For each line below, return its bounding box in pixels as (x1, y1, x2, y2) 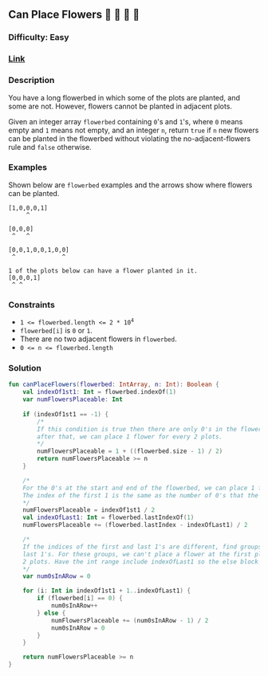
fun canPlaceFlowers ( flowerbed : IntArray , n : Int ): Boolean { (8, 380, 219, 389)
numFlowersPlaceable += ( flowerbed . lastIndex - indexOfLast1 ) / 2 (22, 521, 248, 529)
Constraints (8, 299, 56, 310)
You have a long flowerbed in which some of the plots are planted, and (8, 92, 241, 102)
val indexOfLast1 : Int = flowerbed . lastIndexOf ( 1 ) (22, 513, 195, 522)
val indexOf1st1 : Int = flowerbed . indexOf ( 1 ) (22, 388, 177, 396)
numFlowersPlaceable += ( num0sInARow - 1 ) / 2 (50, 616, 209, 624)
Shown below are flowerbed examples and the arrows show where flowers (8, 180, 253, 190)
